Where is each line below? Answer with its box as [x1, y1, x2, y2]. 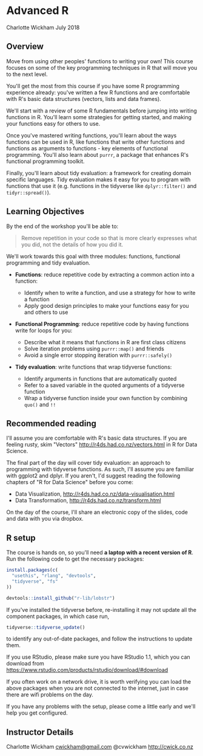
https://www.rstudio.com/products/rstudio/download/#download [6, 667, 168, 674]
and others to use [24, 308, 68, 316]
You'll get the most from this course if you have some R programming [6, 82, 180, 89]
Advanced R [6, 4, 69, 18]
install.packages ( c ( [6, 567, 59, 574]
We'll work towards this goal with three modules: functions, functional [6, 252, 181, 260]
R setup [6, 533, 36, 543]
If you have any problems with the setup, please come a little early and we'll [6, 703, 196, 710]
